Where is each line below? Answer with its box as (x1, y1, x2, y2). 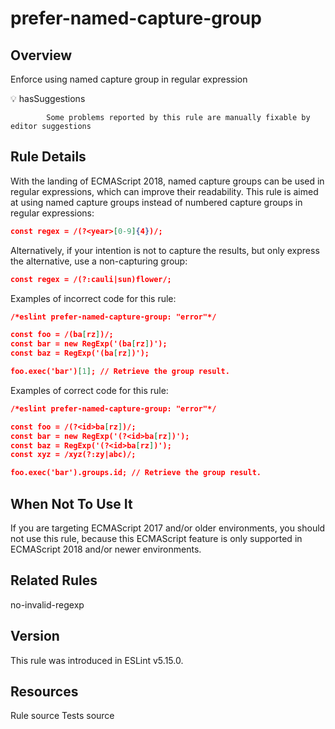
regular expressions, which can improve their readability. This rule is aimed (10, 185, 319, 197)
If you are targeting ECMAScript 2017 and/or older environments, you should (10, 522, 326, 534)
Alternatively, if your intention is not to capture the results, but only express (10, 244, 320, 256)
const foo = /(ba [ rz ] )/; (10, 330, 114, 340)
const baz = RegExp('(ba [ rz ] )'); (10, 348, 150, 359)
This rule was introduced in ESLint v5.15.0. (10, 654, 184, 666)
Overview (10, 47, 73, 64)
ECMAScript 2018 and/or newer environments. (10, 543, 202, 555)
